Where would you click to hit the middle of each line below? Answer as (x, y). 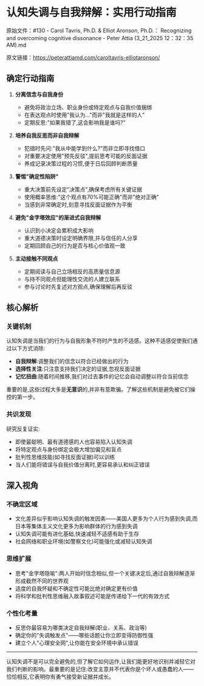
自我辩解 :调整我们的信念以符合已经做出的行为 (72, 361)
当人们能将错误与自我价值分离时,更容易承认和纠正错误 (82, 464)
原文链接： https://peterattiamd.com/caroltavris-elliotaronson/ (83, 57)
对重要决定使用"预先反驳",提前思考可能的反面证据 (86, 156)
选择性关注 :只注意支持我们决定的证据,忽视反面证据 (78, 369)
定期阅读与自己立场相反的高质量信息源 (72, 271)
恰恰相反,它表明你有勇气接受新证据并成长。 (60, 677)
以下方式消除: (28, 348)
